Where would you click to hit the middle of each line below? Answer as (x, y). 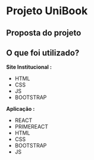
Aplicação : (21, 109)
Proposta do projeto (44, 33)
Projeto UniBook (47, 11)
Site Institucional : (29, 67)
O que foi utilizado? (43, 52)
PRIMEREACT (32, 127)
